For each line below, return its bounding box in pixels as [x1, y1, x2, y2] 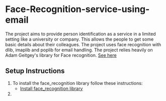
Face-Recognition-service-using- [5, 4, 150, 15]
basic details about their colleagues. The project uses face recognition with [5, 41, 161, 47]
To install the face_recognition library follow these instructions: [12, 80, 143, 86]
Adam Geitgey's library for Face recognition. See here [5, 52, 117, 58]
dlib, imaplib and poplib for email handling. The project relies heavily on [5, 47, 153, 53]
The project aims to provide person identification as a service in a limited [5, 31, 156, 37]
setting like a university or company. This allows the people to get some [5, 36, 154, 42]
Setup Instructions [5, 67, 65, 75]
